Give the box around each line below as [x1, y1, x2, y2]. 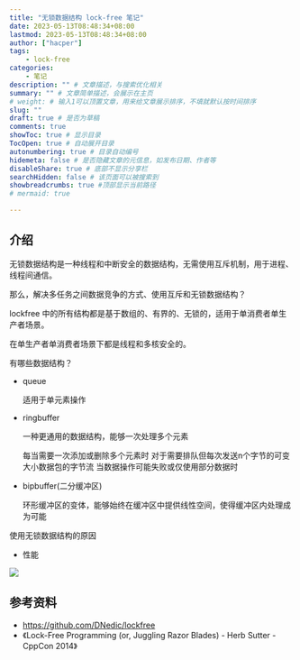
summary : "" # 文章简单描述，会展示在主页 [9, 88, 153, 97]
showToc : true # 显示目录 [9, 131, 102, 140]
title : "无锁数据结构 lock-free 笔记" [9, 13, 144, 23]
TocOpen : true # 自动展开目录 [9, 139, 114, 148]
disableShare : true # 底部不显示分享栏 [9, 164, 149, 173]
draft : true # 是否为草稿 [9, 114, 100, 123]
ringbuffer [22, 412, 60, 423]
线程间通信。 [9, 270, 57, 280]
